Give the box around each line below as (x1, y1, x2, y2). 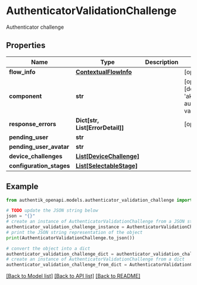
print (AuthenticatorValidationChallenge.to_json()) (6, 235, 135, 241)
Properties (6, 40, 46, 50)
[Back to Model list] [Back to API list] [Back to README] (6, 273, 141, 280)
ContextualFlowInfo (76, 67, 132, 76)
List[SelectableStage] (76, 161, 138, 169)
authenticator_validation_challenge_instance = (6, 224, 125, 230)
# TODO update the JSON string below (6, 208, 98, 213)
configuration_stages (9, 161, 70, 169)
